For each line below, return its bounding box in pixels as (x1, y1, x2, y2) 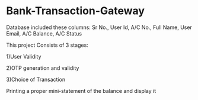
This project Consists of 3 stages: (6, 41, 89, 49)
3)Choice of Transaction (6, 76, 66, 83)
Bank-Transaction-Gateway (6, 4, 145, 18)
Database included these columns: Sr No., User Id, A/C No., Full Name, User (6, 24, 193, 31)
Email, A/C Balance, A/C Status (6, 30, 82, 37)
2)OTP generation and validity (6, 64, 79, 72)
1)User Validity (6, 53, 41, 60)
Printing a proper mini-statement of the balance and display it (6, 87, 157, 94)
